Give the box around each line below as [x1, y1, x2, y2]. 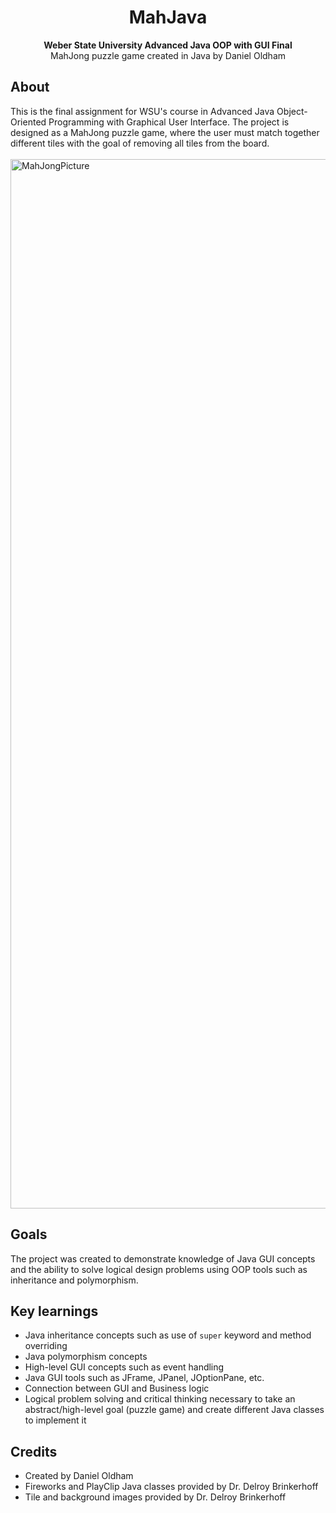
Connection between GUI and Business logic [24, 1382, 210, 1395]
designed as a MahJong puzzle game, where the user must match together [10, 126, 320, 138]
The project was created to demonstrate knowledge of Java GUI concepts [10, 1252, 316, 1265]
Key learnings [10, 1302, 99, 1320]
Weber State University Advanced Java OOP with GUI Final [43, 39, 293, 51]
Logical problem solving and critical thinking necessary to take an [24, 1393, 296, 1405]
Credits [10, 1443, 58, 1460]
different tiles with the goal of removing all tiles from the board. [10, 137, 270, 149]
